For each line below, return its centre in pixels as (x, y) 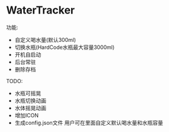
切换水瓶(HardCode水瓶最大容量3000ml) (65, 47)
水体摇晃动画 (30, 108)
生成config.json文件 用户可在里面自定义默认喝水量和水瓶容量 (89, 123)
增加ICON (27, 115)
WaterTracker (41, 10)
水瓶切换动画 (30, 100)
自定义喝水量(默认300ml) (45, 39)
